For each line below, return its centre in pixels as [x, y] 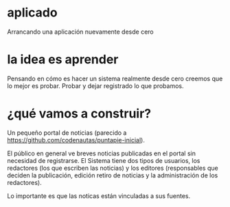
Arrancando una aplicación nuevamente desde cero [81, 32]
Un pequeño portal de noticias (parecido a [67, 133]
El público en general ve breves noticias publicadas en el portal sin [101, 153]
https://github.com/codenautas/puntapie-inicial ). [76, 140]
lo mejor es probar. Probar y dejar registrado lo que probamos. [95, 86]
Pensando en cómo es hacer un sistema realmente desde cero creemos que [115, 78]
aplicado [32, 13]
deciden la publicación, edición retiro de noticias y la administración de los [113, 175]
